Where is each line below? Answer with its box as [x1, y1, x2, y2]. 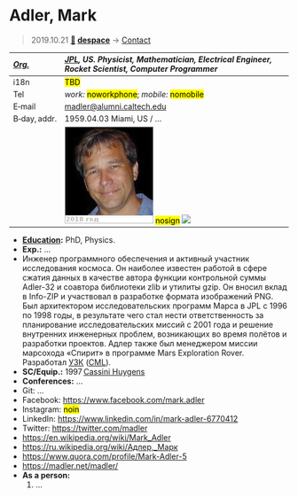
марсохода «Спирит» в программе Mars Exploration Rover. [21, 347, 245, 359]
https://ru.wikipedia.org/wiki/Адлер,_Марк [21, 442, 179, 453]
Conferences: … [21, 376, 83, 386]
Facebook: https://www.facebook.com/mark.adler [21, 395, 206, 406]
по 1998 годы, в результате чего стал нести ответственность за [21, 310, 264, 321]
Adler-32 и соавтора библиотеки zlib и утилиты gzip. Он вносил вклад [21, 282, 287, 292]
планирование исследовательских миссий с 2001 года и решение [21, 320, 273, 330]
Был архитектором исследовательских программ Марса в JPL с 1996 [21, 300, 288, 311]
